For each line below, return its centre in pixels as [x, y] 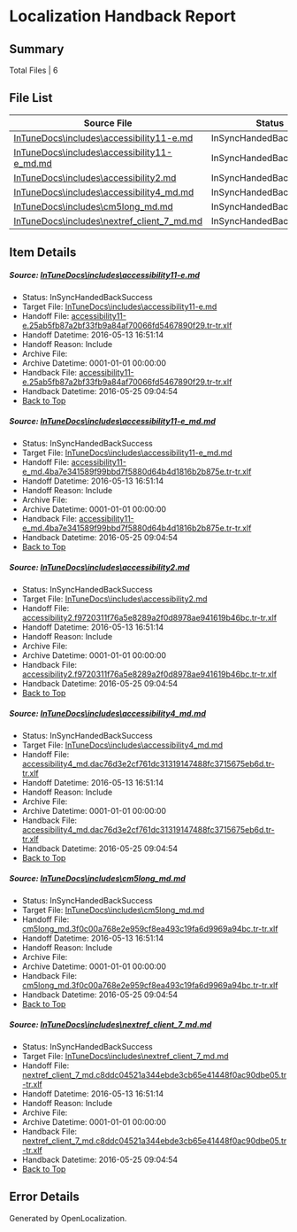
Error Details [44, 1197]
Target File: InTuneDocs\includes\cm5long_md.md [113, 910]
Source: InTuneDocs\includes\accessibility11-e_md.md [113, 421]
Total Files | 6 [34, 70]
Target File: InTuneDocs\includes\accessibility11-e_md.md [127, 453]
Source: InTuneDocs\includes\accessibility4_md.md [107, 713]
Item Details [43, 253]
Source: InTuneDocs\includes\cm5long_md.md [97, 878]
